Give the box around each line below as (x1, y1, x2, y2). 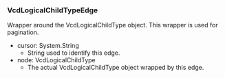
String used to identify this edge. (27, 49, 120, 57)
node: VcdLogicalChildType (17, 56, 96, 64)
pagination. (7, 28, 39, 36)
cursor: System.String (17, 42, 79, 50)
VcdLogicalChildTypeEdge (7, 5, 98, 15)
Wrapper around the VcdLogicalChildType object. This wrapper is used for (7, 21, 218, 29)
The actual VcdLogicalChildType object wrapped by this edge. (27, 64, 204, 72)
